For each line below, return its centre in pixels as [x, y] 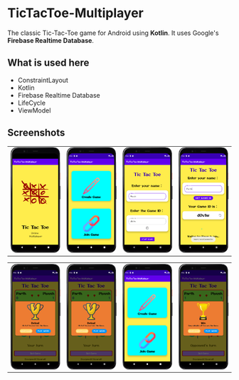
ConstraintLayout [43, 80]
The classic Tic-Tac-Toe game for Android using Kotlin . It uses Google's [113, 33]
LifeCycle [32, 103]
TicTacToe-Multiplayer [76, 13]
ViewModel [34, 110]
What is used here [48, 63]
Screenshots [36, 133]
